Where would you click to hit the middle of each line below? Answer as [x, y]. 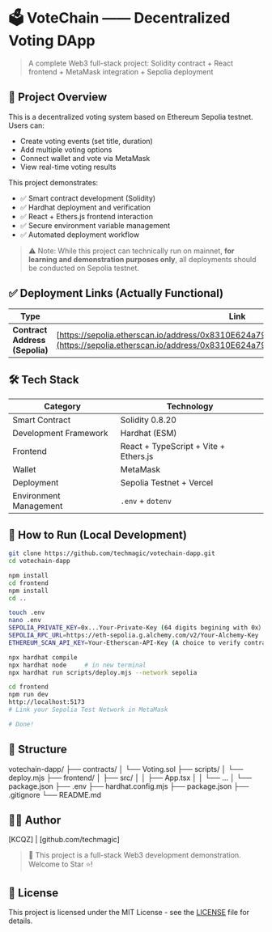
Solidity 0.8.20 [148, 420]
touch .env [27, 613]
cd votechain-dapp [39, 561]
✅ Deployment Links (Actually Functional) [116, 293]
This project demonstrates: [53, 182]
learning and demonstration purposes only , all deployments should [142, 259]
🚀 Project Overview [58, 97]
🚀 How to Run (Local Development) [98, 534]
